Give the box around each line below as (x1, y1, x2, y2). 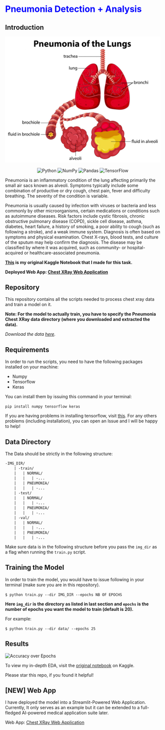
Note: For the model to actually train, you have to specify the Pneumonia (5, 311, 156, 317)
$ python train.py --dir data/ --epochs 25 (5, 626, 96, 631)
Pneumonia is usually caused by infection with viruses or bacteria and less (5, 202, 157, 208)
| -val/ (14, 515, 30, 520)
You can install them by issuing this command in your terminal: (5, 394, 132, 400)
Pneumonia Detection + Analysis (5, 3, 142, 15)
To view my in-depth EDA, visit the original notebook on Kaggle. (5, 662, 134, 668)
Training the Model (5, 563, 65, 572)
